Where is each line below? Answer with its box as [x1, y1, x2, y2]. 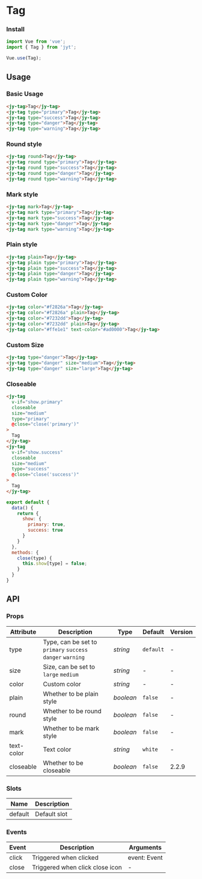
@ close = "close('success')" [11, 472, 79, 478]
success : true [28, 527, 63, 534]
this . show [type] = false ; [22, 561, 87, 567]
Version [170, 627, 193, 636]
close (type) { [17, 555, 52, 561]
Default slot [35, 809, 68, 818]
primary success [43, 646, 88, 653]
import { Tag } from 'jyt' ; [6, 44, 77, 50]
